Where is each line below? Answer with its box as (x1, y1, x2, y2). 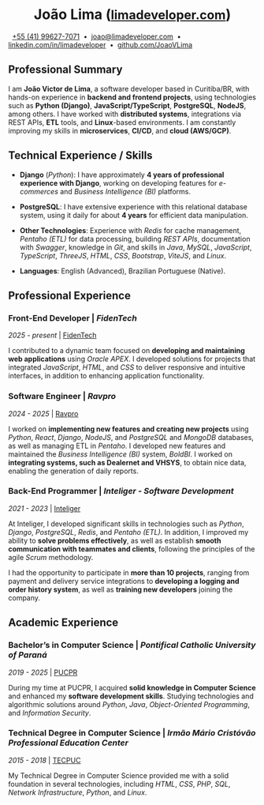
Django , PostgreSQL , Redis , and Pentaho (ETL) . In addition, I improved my (8, 527, 249, 536)
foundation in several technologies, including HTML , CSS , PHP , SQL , (8, 779, 231, 788)
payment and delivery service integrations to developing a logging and (8, 576, 240, 585)
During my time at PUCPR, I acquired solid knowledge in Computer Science (8, 683, 256, 692)
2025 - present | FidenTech (8, 330, 97, 340)
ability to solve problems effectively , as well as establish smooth (8, 536, 221, 545)
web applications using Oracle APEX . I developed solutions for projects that (8, 354, 256, 364)
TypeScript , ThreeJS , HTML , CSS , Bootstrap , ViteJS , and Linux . (19, 250, 227, 260)
